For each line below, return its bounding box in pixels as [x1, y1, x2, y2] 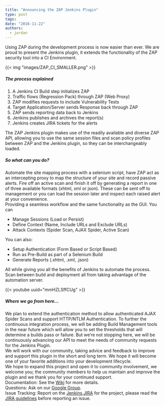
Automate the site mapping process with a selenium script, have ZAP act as [5, 169, 160, 175]
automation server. [5, 277, 44, 283]
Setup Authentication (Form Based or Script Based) [12, 246, 117, 252]
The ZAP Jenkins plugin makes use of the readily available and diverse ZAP [5, 130, 160, 135]
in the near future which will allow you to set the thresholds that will [5, 326, 143, 332]
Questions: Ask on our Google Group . [5, 385, 82, 391]
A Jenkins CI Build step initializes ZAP [12, 88, 90, 94]
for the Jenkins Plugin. [5, 342, 51, 348]
